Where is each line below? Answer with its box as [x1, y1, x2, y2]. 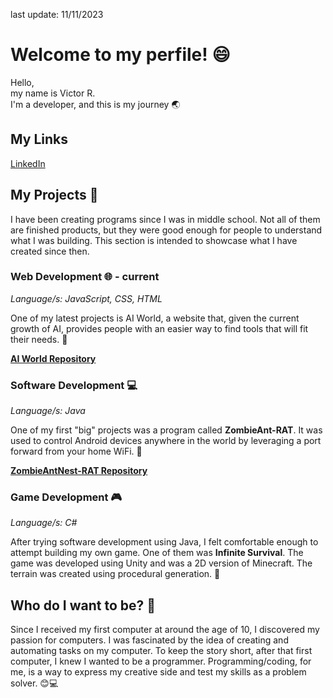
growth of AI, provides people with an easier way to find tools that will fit [10, 322, 309, 334]
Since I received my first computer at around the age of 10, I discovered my [10, 624, 320, 636]
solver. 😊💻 [10, 677, 59, 689]
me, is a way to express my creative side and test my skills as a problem [10, 666, 307, 678]
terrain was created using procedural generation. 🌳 [10, 568, 221, 580]
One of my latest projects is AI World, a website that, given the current [10, 312, 300, 324]
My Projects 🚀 [10, 187, 99, 204]
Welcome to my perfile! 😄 [10, 44, 231, 66]
